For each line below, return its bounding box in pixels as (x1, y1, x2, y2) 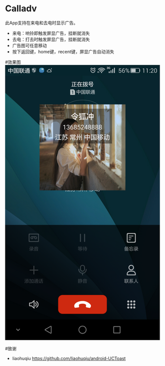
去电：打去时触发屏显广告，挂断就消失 (12, 36, 90, 42)
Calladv (5, 3, 37, 14)
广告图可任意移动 (12, 42, 47, 48)
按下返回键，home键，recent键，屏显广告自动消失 (12, 49, 114, 55)
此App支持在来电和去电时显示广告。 (5, 20, 78, 26)
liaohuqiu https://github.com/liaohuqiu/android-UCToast (12, 355, 126, 361)
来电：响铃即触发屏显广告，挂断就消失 (12, 30, 90, 36)
